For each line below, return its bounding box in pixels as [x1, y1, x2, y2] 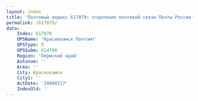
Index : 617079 [17, 31, 52, 37]
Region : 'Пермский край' [17, 53, 79, 59]
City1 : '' [17, 75, 42, 81]
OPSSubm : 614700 [17, 48, 58, 53]
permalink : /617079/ [6, 20, 58, 26]
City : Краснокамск [17, 70, 63, 75]
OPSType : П [17, 42, 44, 48]
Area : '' [17, 64, 39, 70]
